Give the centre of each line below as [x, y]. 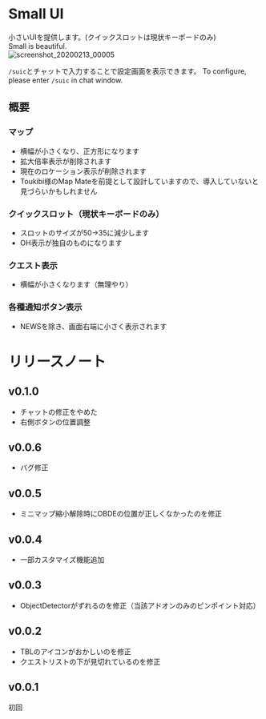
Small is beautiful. [38, 46]
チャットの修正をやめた [58, 412]
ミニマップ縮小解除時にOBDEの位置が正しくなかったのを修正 [121, 514]
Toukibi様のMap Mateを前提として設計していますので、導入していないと [139, 181]
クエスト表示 [33, 265]
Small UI [36, 14]
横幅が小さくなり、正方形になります [80, 151]
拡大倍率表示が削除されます [66, 161]
